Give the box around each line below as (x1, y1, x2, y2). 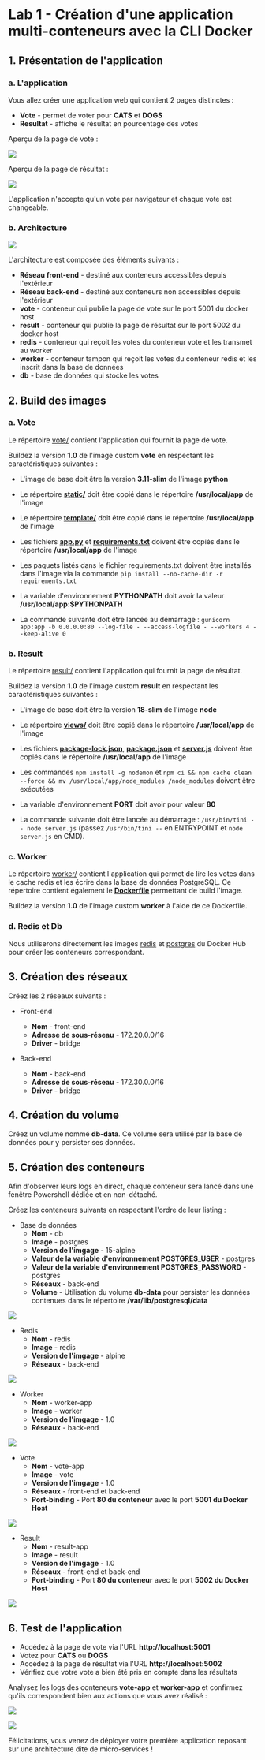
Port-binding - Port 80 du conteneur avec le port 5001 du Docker (31, 1495, 248, 1505)
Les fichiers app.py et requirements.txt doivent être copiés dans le (19, 536, 241, 546)
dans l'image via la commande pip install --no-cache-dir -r (19, 569, 223, 578)
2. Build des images (8, 393, 106, 407)
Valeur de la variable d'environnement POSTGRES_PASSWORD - (31, 1262, 247, 1272)
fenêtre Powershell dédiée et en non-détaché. (8, 1190, 158, 1199)
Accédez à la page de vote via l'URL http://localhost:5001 (19, 1643, 211, 1651)
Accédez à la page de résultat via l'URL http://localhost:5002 (19, 1659, 222, 1669)
